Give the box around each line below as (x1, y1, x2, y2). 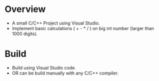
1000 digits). (11, 30, 38, 36)
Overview (4, 3, 46, 15)
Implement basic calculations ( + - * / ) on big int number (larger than (11, 25, 154, 31)
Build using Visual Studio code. (11, 64, 76, 70)
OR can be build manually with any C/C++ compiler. (11, 70, 118, 76)
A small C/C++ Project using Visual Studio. (11, 20, 100, 26)
